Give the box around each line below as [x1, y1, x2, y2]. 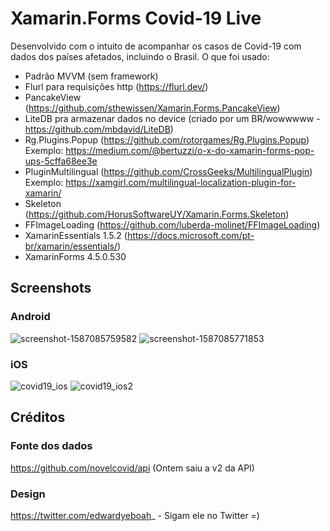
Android [10, 310, 51, 324]
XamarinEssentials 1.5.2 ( [24, 229, 128, 241]
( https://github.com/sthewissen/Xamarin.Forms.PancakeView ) [24, 102, 281, 114]
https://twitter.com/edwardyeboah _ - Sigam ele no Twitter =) [10, 509, 260, 521]
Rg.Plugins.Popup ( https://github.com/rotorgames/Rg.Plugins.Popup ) [24, 133, 310, 146]
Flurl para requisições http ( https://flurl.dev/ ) [24, 80, 209, 92]
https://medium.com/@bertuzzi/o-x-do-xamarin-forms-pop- [65, 144, 315, 156]
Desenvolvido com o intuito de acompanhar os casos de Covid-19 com [10, 40, 302, 52]
